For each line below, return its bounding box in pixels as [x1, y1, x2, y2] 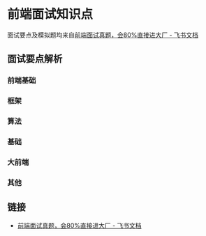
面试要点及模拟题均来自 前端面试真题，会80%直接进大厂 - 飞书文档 [7, 31, 199, 39]
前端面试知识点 [7, 6, 94, 22]
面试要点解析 [7, 53, 63, 65]
